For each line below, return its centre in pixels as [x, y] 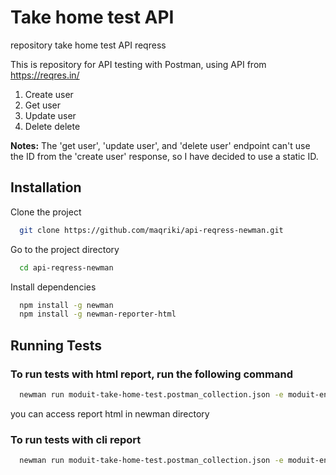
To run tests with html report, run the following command [151, 374]
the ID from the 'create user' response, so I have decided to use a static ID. [164, 156]
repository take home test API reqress [88, 45]
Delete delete [52, 126]
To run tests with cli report [76, 439]
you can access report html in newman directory [110, 413]
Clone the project [46, 212]
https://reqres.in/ [45, 75]
